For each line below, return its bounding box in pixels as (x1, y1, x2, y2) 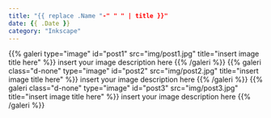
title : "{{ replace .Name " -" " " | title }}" (8, 11, 168, 20)
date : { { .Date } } (8, 19, 70, 27)
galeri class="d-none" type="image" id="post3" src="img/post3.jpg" (8, 83, 239, 93)
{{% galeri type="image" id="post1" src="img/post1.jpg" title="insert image (8, 49, 260, 59)
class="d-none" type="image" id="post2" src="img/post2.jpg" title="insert (8, 66, 259, 76)
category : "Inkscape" (8, 27, 82, 35)
